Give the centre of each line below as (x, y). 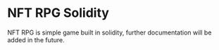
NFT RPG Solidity (58, 13)
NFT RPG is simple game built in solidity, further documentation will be (109, 32)
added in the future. (36, 39)
